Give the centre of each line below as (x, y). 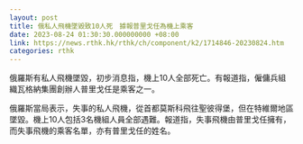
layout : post (34, 18)
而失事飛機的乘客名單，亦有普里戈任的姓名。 (92, 130)
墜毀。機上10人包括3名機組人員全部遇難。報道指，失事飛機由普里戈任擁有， (150, 120)
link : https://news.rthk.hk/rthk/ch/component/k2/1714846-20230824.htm (147, 43)
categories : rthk (42, 51)
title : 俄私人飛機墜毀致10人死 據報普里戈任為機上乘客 (101, 26)
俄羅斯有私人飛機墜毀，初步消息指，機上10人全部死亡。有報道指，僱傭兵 (144, 78)
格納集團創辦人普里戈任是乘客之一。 (92, 89)
